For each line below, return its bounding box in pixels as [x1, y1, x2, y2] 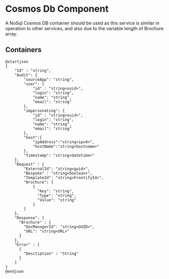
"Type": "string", [37, 193, 77, 198]
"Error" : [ [14, 242, 40, 247]
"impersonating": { [23, 108, 65, 113]
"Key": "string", [37, 188, 74, 194]
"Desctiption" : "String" [23, 251, 79, 256]
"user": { [23, 81, 44, 87]
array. [5, 31, 18, 37]
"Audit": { [14, 72, 38, 78]
